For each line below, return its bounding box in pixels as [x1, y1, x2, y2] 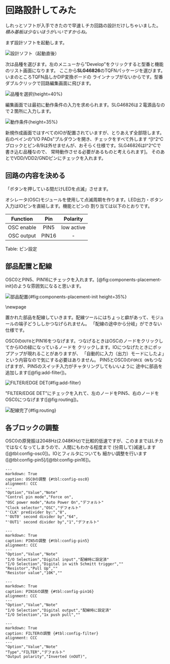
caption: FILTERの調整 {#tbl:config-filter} [5, 631, 99, 636]
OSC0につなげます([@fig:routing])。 [5, 396, 81, 403]
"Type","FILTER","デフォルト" [5, 650, 65, 655]
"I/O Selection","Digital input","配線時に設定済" [5, 557, 109, 562]
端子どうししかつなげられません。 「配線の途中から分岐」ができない [18, 320, 162, 326]
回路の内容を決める [5, 171, 65, 180]
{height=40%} [32, 91, 63, 97]
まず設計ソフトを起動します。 [5, 39, 67, 46]
